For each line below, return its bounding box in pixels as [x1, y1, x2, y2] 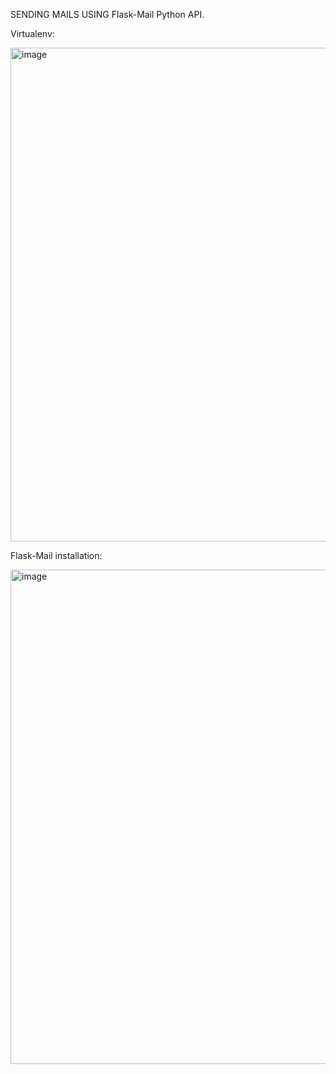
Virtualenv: [10, 28, 55, 39]
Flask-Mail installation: [10, 550, 103, 561]
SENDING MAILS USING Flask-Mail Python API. [10, 9, 205, 20]
